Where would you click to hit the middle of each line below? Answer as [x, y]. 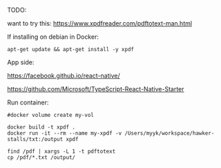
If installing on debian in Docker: [53, 37]
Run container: [28, 102]
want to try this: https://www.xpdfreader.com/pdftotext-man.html [99, 23]
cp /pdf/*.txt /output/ [41, 158]
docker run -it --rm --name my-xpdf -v [65, 133]
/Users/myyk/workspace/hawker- [170, 133]
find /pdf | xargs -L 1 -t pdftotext [61, 151]
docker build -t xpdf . [41, 127]
